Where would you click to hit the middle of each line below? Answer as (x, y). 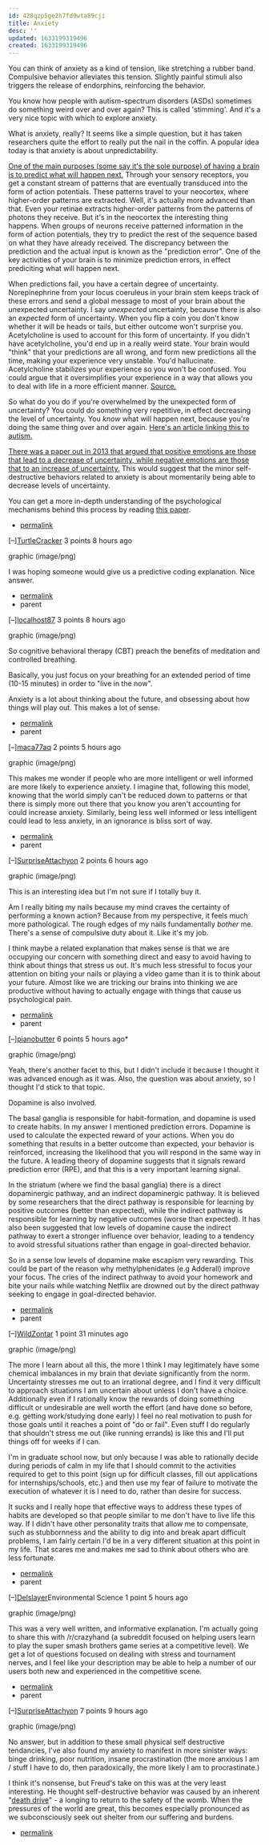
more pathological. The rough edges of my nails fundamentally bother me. (131, 924)
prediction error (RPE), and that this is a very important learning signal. (125, 1170)
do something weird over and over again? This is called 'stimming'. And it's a (134, 110)
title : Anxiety (34, 23)
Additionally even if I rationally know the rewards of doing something (121, 1399)
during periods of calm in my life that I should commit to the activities (122, 1466)
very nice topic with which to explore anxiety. (83, 118)
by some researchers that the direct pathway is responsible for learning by (131, 1202)
